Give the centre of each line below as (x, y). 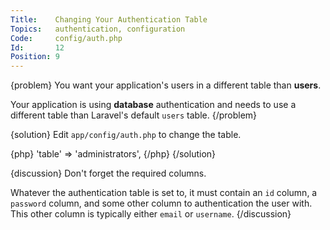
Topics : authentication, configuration (98, 29)
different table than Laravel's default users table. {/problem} (134, 115)
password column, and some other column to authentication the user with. (161, 203)
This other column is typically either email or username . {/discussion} (151, 214)
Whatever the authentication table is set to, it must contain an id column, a (164, 193)
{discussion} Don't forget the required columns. (108, 173)
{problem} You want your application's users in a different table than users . (166, 85)
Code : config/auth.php (66, 38)
